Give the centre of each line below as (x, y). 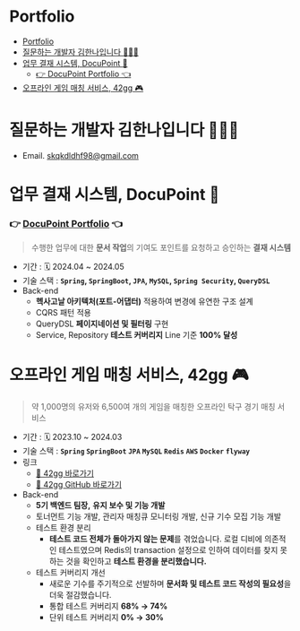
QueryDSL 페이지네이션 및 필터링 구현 (102, 324)
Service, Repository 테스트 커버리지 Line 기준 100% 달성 (137, 335)
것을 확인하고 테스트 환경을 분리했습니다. (137, 561)
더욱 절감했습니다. (80, 595)
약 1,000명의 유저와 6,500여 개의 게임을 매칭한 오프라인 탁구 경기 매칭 (153, 407)
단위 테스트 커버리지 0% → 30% (106, 618)
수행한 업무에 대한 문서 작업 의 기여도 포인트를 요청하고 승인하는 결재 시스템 (161, 247)
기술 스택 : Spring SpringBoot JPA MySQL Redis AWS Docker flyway (136, 451)
